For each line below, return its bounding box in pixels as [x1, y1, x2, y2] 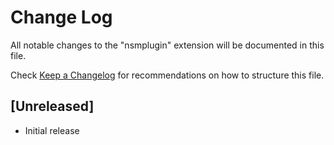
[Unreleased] [10, 98, 95, 115]
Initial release [24, 124, 80, 136]
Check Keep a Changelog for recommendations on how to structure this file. [10, 69, 325, 81]
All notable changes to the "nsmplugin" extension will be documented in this [10, 39, 325, 51]
